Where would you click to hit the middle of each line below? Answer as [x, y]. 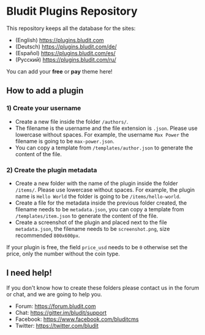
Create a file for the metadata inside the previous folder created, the [101, 203]
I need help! [29, 273]
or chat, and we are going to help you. [54, 294]
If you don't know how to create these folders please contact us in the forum [103, 288]
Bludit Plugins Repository [72, 11]
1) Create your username [44, 108]
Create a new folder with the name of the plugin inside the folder [97, 183]
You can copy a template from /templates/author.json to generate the [104, 148]
